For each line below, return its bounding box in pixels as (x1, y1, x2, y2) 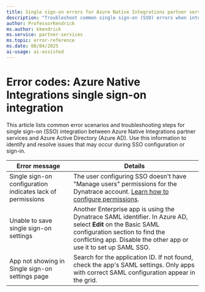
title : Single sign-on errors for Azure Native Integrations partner (6, 9, 187, 15)
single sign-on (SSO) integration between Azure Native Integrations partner (6, 128, 196, 135)
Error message (16, 161, 60, 170)
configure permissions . (73, 195, 140, 203)
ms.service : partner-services (6, 32, 84, 38)
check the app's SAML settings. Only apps (73, 260, 195, 269)
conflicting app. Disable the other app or (73, 235, 189, 244)
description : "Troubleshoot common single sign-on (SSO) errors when (6, 15, 187, 21)
